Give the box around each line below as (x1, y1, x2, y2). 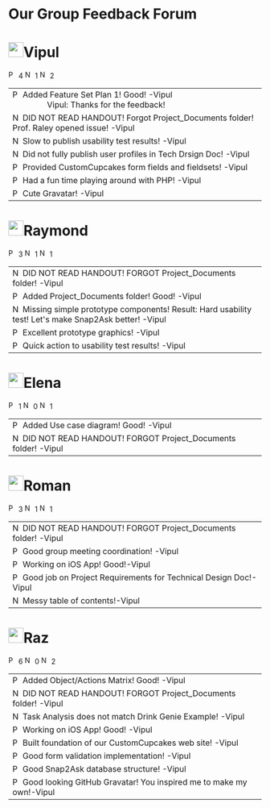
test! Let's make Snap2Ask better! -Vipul (12, 314, 166, 325)
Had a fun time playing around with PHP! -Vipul (22, 175, 202, 186)
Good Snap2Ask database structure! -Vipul (22, 763, 186, 774)
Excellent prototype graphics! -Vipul (22, 327, 160, 339)
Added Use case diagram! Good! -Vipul (22, 420, 172, 431)
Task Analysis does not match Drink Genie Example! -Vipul (22, 710, 245, 722)
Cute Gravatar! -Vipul (22, 188, 104, 199)
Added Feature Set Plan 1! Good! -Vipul (22, 90, 173, 101)
